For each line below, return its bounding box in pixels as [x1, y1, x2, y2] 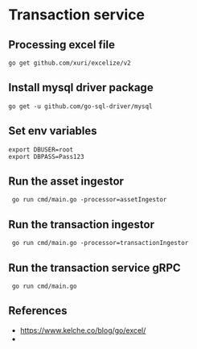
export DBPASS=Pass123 [8, 152, 84, 160]
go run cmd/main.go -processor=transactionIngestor [11, 239, 189, 247]
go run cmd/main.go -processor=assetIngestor [11, 196, 167, 204]
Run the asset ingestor [8, 175, 125, 189]
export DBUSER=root [8, 145, 74, 154]
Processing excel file [8, 38, 115, 52]
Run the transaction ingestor [8, 218, 155, 231]
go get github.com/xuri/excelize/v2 [8, 59, 131, 67]
